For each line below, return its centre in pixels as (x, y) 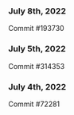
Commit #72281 (34, 104)
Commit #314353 (37, 66)
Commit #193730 (37, 29)
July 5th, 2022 (37, 49)
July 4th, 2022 (37, 86)
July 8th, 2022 (37, 11)
